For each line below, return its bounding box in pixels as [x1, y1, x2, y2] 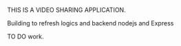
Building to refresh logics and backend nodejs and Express [7, 19, 174, 27]
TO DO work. [7, 32, 44, 41]
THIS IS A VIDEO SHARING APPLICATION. [7, 6, 126, 14]
